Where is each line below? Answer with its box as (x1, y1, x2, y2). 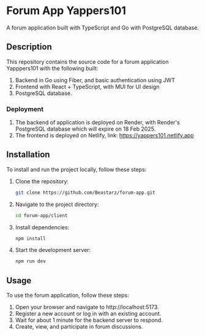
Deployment (6, 105, 44, 113)
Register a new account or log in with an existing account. (15, 310, 162, 318)
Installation (6, 150, 50, 160)
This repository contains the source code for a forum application (6, 58, 170, 65)
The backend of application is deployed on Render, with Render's (15, 119, 181, 126)
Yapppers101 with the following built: (6, 64, 99, 72)
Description (6, 42, 52, 52)
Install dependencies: (15, 223, 70, 231)
